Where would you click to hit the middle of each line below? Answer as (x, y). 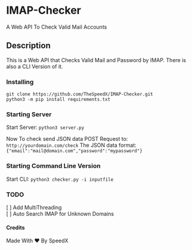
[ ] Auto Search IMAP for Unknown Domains (60, 214)
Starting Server (29, 114)
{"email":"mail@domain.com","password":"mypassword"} (75, 151)
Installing (20, 82)
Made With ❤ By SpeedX (37, 241)
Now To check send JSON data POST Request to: (67, 139)
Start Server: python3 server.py (45, 127)
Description (28, 46)
